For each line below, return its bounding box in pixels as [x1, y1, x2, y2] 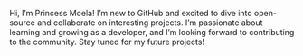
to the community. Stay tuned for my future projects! [9, 36, 205, 47]
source [9, 17, 36, 28]
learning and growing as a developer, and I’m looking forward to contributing [9, 27, 295, 37]
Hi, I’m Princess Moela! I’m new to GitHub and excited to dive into [9, 8, 252, 18]
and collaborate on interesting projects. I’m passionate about [37, 17, 263, 28]
